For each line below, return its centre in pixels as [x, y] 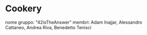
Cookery [24, 9]
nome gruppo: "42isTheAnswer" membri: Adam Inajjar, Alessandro [74, 22]
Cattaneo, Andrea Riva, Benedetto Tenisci [48, 27]
